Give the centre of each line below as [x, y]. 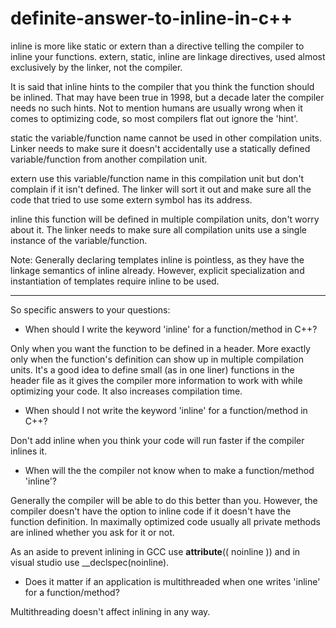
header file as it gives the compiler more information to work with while [156, 380]
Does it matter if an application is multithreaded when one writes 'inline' [172, 581]
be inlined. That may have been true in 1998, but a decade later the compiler [167, 97]
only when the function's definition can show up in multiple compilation [157, 359]
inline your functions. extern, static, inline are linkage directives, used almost [168, 56]
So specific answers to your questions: [90, 309]
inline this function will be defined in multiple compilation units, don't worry [165, 219]
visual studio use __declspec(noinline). [90, 562]
